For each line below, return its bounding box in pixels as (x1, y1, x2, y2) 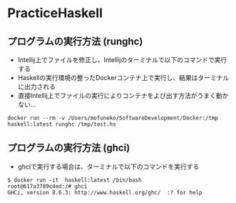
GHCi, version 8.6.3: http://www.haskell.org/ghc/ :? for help (7, 189, 202, 196)
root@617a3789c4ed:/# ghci (7, 182, 88, 190)
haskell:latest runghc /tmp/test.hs (7, 121, 116, 128)
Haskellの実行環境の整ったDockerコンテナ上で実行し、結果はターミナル (17, 74, 230, 81)
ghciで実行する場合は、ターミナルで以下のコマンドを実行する (17, 162, 200, 171)
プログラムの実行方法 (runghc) (7, 35, 143, 47)
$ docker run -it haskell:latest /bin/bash (7, 177, 142, 184)
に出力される (17, 82, 56, 91)
